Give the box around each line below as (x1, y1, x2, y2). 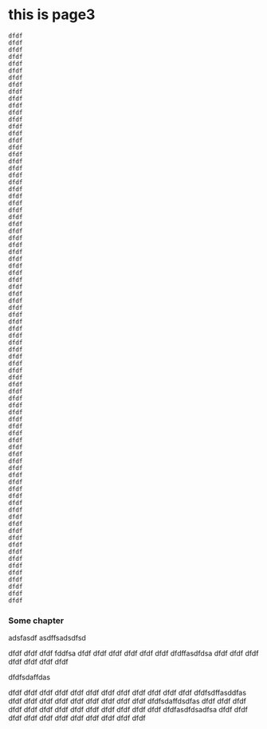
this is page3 (8, 6, 96, 24)
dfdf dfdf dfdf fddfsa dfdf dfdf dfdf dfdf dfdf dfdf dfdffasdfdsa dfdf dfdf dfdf (8, 649, 259, 658)
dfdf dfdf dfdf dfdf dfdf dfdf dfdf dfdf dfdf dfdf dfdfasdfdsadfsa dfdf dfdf (8, 705, 249, 715)
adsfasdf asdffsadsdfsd (8, 633, 86, 643)
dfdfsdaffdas (8, 672, 50, 682)
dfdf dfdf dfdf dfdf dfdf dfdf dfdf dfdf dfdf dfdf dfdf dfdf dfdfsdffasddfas (8, 688, 247, 698)
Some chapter (8, 615, 65, 626)
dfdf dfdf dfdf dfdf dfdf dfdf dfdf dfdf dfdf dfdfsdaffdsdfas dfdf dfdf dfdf (8, 696, 247, 706)
